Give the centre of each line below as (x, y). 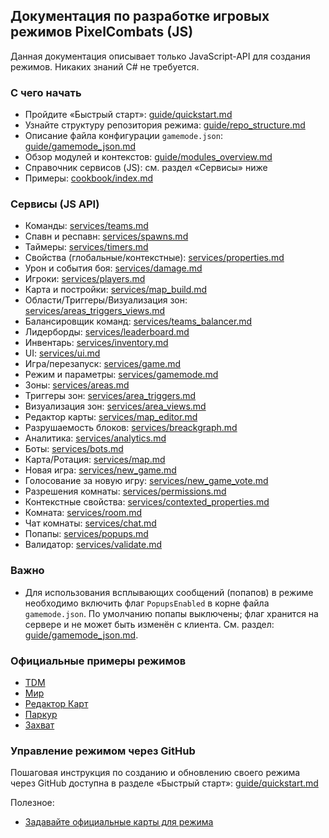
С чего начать (46, 92)
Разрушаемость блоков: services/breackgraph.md (131, 428)
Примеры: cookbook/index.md (89, 178)
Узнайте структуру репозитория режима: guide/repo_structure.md (165, 125)
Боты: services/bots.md (74, 449)
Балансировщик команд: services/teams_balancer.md (138, 321)
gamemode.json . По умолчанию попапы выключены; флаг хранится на (171, 613)
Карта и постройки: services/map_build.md (116, 290)
